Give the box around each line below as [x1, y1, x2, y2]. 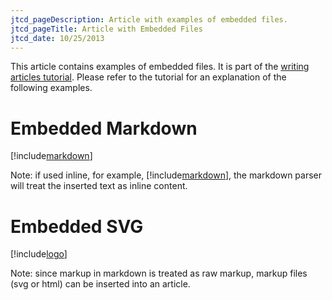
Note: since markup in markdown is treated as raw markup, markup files [10, 267, 308, 280]
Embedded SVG [10, 215, 144, 238]
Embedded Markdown [10, 117, 198, 140]
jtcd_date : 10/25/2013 [10, 33, 105, 43]
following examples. [10, 82, 93, 94]
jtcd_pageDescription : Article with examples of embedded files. [10, 14, 288, 25]
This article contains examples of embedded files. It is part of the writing [10, 61, 310, 73]
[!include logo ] [10, 248, 68, 260]
